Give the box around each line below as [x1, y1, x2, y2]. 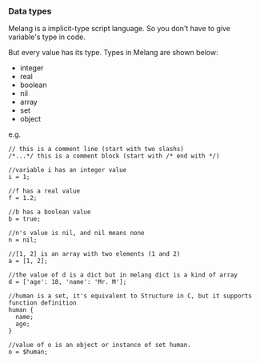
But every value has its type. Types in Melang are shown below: [8, 48, 218, 58]
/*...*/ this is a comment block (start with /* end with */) [8, 152, 220, 161]
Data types [8, 6, 52, 17]
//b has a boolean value [8, 208, 91, 217]
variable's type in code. [8, 32, 86, 42]
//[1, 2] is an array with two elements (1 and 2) [8, 250, 181, 258]
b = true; [8, 215, 42, 223]
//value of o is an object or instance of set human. [8, 341, 192, 349]
